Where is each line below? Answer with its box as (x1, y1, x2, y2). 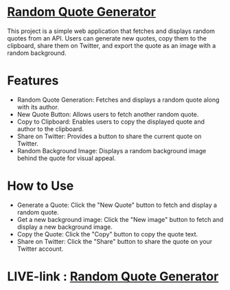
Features (7, 73, 59, 89)
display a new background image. (16, 223, 113, 231)
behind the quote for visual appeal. (16, 154, 116, 162)
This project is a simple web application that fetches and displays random (7, 27, 215, 35)
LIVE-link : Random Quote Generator (7, 269, 219, 284)
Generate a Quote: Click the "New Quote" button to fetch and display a (16, 201, 218, 209)
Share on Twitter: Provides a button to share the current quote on (16, 132, 202, 140)
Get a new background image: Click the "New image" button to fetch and (16, 215, 224, 223)
